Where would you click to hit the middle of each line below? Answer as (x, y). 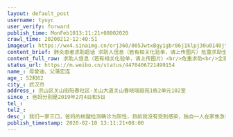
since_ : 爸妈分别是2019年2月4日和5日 (57, 98)
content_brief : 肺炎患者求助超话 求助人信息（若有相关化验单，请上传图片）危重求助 (115, 53)
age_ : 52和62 (25, 78)
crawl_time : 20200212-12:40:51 (52, 39)
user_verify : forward (38, 26)
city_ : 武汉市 (26, 84)
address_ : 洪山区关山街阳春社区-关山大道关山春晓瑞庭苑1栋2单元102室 (96, 91)
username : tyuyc (31, 20)
